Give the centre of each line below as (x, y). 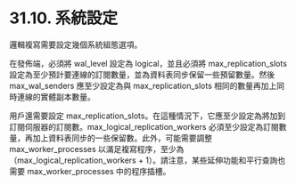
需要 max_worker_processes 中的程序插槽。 (90, 171)
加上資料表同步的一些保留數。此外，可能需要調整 (122, 138)
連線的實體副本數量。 (56, 97)
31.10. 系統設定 (64, 18)
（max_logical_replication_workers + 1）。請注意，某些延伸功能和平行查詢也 (148, 160)
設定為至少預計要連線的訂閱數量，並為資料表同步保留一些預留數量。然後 (142, 74)
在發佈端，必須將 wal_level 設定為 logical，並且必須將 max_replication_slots (148, 63)
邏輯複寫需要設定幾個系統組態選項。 (76, 44)
